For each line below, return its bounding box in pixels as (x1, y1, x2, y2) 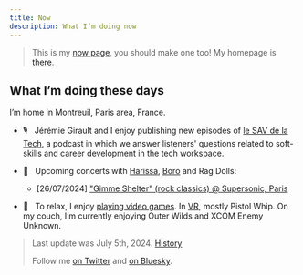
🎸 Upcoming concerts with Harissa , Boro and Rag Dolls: (22, 166, 237, 177)
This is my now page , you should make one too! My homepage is (31, 46, 277, 57)
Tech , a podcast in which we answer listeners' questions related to (22, 138, 274, 149)
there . (31, 56, 55, 67)
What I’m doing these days (9, 83, 164, 98)
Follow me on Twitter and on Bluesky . (31, 256, 173, 267)
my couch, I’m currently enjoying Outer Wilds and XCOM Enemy (22, 210, 264, 221)
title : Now (9, 13, 51, 23)
